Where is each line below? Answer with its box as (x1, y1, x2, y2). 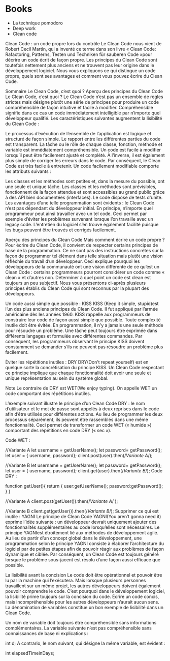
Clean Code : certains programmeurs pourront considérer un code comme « (5, 269, 165, 275)
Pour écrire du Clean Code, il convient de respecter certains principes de (5, 242, 158, 248)
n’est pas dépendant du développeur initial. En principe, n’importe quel (5, 205, 153, 211)
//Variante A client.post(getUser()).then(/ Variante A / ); (5, 498, 118, 504)
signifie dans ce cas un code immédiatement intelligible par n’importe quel (5, 110, 161, 116)
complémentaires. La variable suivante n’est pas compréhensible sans (5, 625, 152, 631)
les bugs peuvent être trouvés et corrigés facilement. (5, 227, 116, 233)
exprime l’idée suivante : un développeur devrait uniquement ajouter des (5, 519, 157, 525)
